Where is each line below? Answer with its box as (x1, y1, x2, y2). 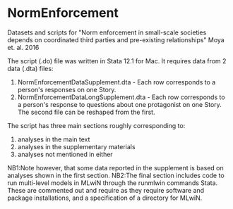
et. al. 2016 (7, 43, 40, 51)
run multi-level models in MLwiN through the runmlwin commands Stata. (7, 178, 218, 187)
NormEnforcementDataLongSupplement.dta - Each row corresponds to (17, 93, 225, 101)
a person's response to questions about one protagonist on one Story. (17, 100, 222, 108)
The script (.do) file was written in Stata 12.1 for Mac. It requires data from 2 (7, 56, 227, 65)
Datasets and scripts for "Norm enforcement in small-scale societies (7, 28, 207, 37)
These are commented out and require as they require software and (7, 186, 205, 194)
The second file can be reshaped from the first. (17, 108, 155, 116)
